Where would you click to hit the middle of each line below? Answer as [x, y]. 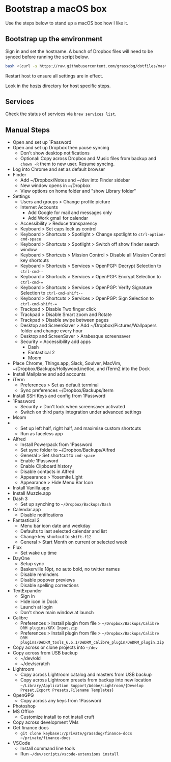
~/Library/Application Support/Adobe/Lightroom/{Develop [82, 686]
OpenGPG [23, 695]
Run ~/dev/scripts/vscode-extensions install [69, 754]
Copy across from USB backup [45, 653]
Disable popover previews [48, 580]
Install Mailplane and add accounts [49, 374]
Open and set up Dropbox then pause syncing [61, 148]
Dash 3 [20, 499]
